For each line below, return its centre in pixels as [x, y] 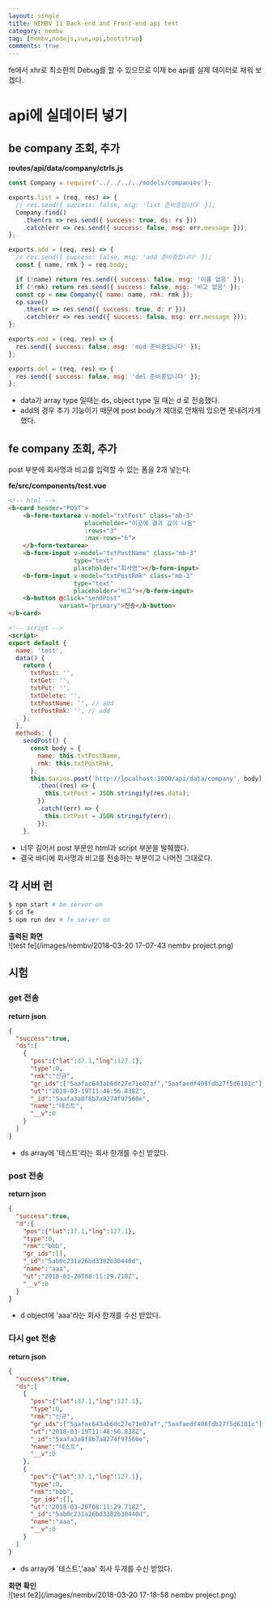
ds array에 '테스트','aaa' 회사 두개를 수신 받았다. [96, 1568]
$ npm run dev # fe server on [59, 920]
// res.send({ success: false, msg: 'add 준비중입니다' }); [114, 257]
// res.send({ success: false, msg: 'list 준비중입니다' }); [116, 205]
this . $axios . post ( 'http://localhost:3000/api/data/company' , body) [146, 779]
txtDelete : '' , [55, 696]
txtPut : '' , [50, 689]
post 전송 [26, 1176]
